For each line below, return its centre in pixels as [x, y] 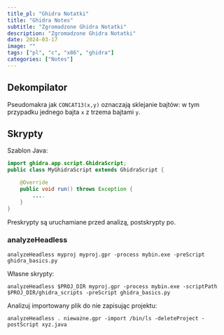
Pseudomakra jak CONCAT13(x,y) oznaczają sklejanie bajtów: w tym [104, 104]
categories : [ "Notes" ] [40, 59]
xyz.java [55, 325]
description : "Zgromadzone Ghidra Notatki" [72, 33]
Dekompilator [37, 88]
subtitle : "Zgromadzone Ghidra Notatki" [67, 27]
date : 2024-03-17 [33, 40]
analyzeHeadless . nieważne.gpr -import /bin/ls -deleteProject [103, 318]
